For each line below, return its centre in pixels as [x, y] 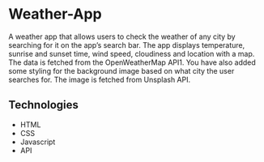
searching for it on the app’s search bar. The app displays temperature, [127, 45]
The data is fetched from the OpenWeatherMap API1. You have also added [132, 62]
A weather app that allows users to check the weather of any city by [122, 36]
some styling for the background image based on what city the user [121, 70]
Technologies [44, 105]
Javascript [38, 142]
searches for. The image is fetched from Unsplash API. [100, 79]
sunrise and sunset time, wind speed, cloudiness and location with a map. [132, 53]
